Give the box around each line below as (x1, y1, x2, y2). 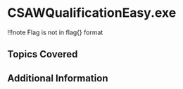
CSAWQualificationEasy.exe (7, 5, 177, 21)
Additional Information (7, 72, 108, 84)
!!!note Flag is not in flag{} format (7, 28, 103, 36)
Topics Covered (7, 48, 78, 60)
